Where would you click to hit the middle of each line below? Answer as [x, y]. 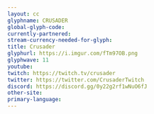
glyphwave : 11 [28, 60]
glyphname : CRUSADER [38, 21]
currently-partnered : [39, 34]
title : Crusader [31, 47]
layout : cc [23, 14]
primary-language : [34, 100]
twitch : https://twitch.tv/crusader [61, 73]
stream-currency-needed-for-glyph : [60, 40]
